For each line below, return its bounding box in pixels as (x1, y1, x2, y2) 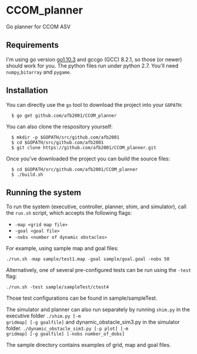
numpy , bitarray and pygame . (6, 68, 72, 76)
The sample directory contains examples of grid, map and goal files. (6, 342, 172, 349)
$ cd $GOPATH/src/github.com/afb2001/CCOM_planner (11, 166, 138, 172)
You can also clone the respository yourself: (6, 123, 113, 130)
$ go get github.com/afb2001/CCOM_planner (11, 113, 117, 119)
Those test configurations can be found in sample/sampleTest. (6, 294, 158, 301)
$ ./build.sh (11, 172, 44, 178)
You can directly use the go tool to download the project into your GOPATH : (6, 101, 183, 108)
